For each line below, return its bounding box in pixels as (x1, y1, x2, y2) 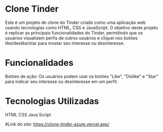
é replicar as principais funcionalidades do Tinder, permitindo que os (5, 30, 143, 36)
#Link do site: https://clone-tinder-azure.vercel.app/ (5, 121, 109, 127)
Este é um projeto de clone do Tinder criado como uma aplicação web (5, 19, 146, 25)
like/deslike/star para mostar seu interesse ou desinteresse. (5, 40, 125, 46)
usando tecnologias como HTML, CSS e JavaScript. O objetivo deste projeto (5, 24, 158, 30)
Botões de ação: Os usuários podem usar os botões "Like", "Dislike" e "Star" (5, 73, 159, 79)
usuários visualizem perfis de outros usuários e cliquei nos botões (5, 35, 138, 41)
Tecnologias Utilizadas (5, 96, 99, 107)
